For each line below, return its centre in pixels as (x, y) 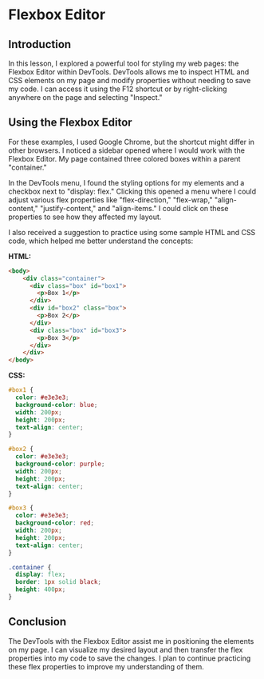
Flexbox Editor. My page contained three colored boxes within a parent (124, 158)
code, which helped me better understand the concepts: (101, 241)
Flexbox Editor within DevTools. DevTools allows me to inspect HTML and (129, 72)
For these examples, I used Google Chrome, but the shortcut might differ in (132, 142)
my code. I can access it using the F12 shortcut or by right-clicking (118, 89)
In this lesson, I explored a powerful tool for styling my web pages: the (124, 63)
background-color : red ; (55, 523)
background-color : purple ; (60, 464)
